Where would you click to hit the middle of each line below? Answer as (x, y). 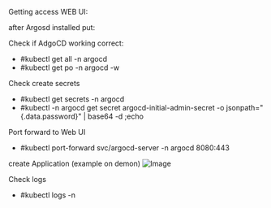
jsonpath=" (245, 108)
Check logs (28, 179)
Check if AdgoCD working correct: (66, 43)
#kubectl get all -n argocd (64, 59)
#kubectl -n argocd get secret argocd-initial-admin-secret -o (122, 108)
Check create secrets (44, 83)
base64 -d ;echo (116, 116)
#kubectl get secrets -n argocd (72, 99)
